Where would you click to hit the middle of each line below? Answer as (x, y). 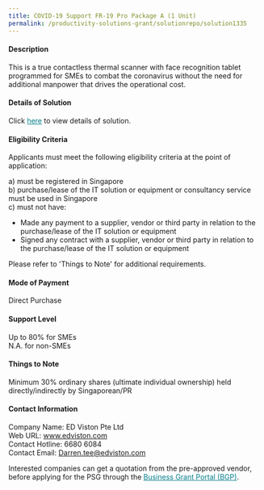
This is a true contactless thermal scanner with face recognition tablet (125, 67)
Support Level (32, 319)
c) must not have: (38, 207)
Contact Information (43, 409)
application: (28, 165)
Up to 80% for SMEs (42, 337)
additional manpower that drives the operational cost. (97, 84)
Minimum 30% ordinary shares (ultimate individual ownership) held (120, 382)
